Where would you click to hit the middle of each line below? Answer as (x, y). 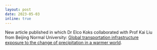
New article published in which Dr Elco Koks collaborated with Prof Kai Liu (79, 33)
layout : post (18, 9)
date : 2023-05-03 (22, 14)
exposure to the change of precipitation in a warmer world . (64, 43)
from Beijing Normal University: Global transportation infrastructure (72, 37)
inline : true (18, 18)
